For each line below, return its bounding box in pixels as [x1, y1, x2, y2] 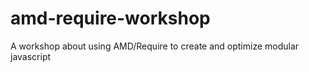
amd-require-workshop [10, 7, 211, 30]
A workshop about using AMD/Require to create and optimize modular [10, 40, 300, 52]
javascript [10, 50, 52, 62]
